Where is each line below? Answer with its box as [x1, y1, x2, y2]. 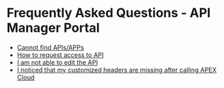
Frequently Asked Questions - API [6, 5, 211, 21]
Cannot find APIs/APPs [16, 43, 84, 51]
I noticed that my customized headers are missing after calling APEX [16, 65, 217, 74]
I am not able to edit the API [16, 58, 99, 66]
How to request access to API [16, 51, 104, 59]
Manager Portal [6, 20, 100, 36]
